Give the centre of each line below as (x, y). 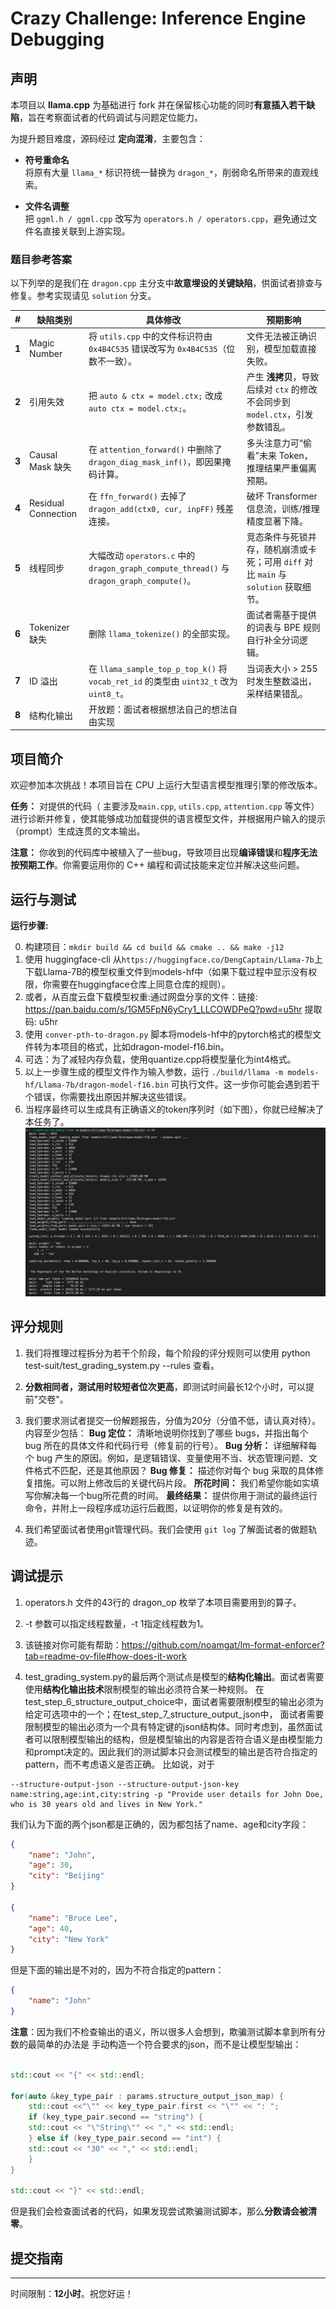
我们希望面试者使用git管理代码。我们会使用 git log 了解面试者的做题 (166, 1529)
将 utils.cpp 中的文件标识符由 (150, 336)
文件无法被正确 (277, 336)
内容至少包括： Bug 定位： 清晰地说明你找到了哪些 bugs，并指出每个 (166, 1433)
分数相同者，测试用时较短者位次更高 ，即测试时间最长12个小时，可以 (165, 1386)
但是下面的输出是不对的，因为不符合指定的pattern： (117, 1970)
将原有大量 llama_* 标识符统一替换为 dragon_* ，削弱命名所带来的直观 (167, 172)
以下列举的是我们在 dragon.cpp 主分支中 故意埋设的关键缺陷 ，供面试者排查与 (166, 283)
